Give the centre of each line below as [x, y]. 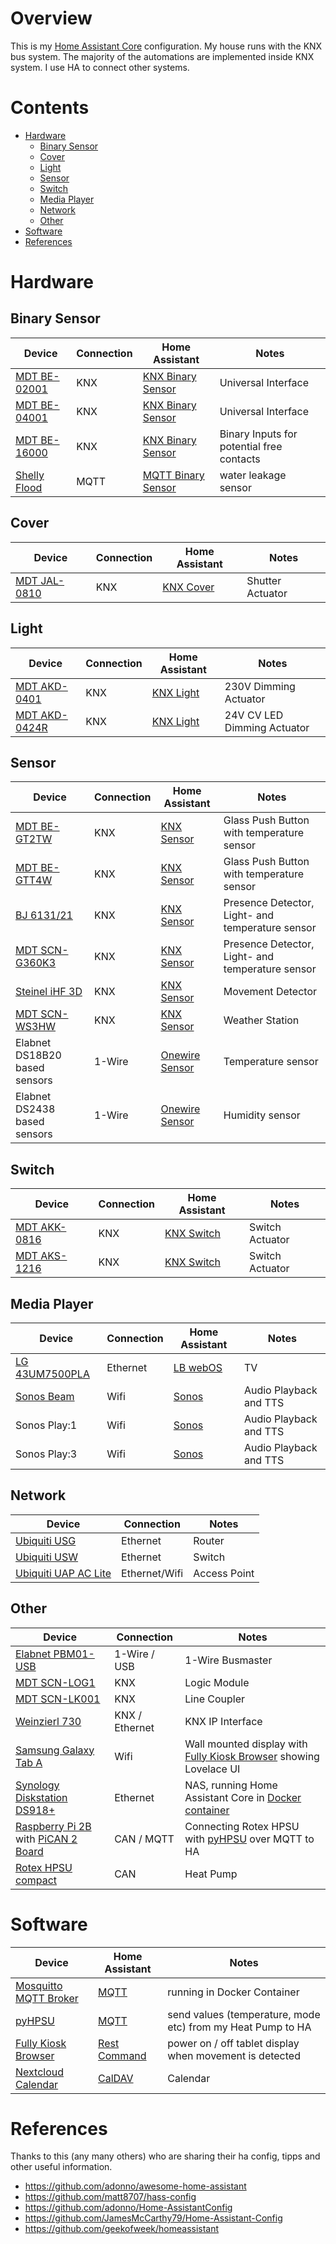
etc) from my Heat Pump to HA [239, 2027]
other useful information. [61, 2167]
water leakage [253, 475]
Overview [51, 18]
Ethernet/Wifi [152, 1573]
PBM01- [74, 1654]
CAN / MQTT [144, 1839]
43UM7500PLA [52, 1374]
